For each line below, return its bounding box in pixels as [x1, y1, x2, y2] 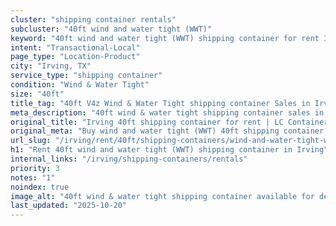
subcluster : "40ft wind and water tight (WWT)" [10, 24, 213, 34]
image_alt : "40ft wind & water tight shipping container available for [10, 191, 315, 201]
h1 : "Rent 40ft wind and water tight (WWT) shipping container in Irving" [10, 145, 329, 155]
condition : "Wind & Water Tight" [10, 80, 150, 90]
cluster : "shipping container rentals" [10, 14, 177, 25]
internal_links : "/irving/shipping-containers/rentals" [10, 154, 248, 164]
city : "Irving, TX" [10, 61, 92, 71]
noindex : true [10, 182, 70, 192]
